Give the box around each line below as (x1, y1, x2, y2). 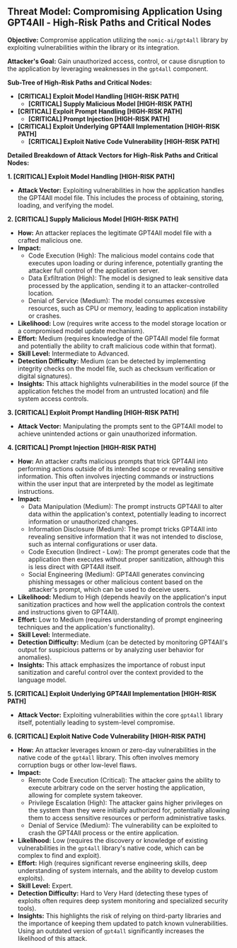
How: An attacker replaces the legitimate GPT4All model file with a (17, 228, 212, 237)
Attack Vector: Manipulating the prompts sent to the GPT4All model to (17, 421, 224, 430)
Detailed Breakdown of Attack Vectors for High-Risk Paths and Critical (7, 150, 218, 159)
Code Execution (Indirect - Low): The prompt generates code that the (28, 547, 231, 556)
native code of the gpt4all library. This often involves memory (17, 753, 200, 761)
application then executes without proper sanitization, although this (28, 555, 225, 563)
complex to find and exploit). (17, 851, 101, 859)
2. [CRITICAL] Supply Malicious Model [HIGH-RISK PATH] (7, 214, 179, 223)
